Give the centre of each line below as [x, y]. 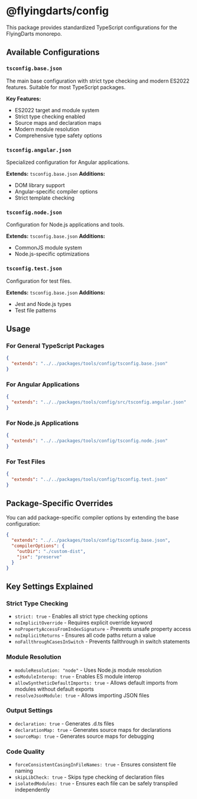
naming [24, 771]
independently [32, 790]
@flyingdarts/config [58, 11]
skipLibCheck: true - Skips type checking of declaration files [89, 777]
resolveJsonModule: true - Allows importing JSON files [82, 695]
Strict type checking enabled [50, 116]
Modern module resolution [47, 129]
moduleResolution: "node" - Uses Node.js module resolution [88, 670]
